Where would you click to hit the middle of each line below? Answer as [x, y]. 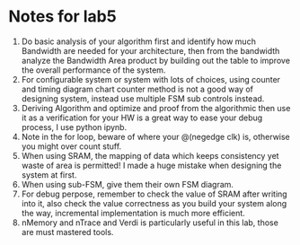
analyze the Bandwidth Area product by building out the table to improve [156, 60]
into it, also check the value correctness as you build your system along [154, 203]
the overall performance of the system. [93, 70]
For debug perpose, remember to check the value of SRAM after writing [154, 194]
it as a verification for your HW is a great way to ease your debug [142, 118]
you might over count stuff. [71, 146]
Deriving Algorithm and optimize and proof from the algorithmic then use [156, 108]
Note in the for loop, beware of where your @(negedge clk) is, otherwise [156, 136]
